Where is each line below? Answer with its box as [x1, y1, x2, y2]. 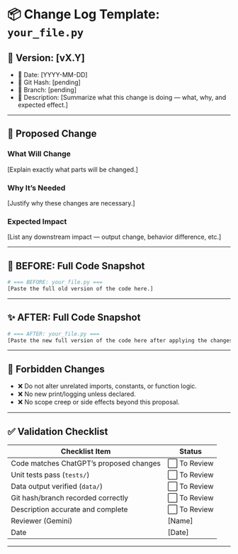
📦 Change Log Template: [7, 6, 160, 23]
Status [179, 446, 202, 456]
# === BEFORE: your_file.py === [7, 278, 103, 286]
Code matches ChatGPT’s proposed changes [11, 458, 161, 468]
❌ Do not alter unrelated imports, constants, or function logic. [17, 382, 197, 390]
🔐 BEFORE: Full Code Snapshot [7, 260, 145, 272]
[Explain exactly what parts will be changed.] [7, 165, 138, 174]
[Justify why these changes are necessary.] [7, 198, 136, 207]
